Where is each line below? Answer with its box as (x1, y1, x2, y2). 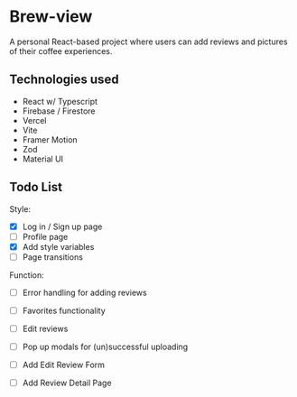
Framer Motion (22, 134, 79, 145)
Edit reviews (22, 323, 69, 334)
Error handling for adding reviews (22, 287, 147, 298)
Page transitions (22, 251, 84, 263)
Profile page (22, 231, 69, 242)
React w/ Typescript (22, 96, 97, 106)
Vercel (22, 115, 47, 125)
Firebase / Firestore (22, 106, 96, 116)
